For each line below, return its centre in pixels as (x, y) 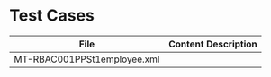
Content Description (213, 44)
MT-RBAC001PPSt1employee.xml (87, 59)
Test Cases (52, 16)
